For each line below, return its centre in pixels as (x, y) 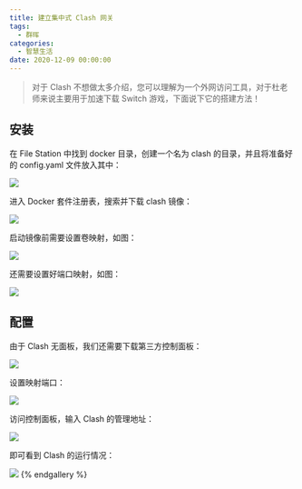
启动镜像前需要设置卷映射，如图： (73, 237)
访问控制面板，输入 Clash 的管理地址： (82, 418)
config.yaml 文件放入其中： (71, 165)
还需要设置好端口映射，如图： (65, 274)
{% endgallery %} (54, 474)
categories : (32, 43)
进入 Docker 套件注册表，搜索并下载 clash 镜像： (101, 201)
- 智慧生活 (35, 52)
